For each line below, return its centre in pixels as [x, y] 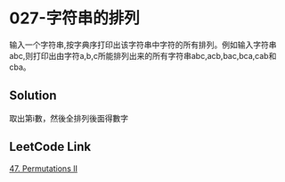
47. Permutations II [44, 168]
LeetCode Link [50, 147]
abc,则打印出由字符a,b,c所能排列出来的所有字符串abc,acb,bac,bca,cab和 [143, 55]
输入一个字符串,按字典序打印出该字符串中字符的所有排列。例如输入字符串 [143, 45]
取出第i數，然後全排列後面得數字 [69, 118]
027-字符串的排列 [74, 18]
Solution [33, 96]
